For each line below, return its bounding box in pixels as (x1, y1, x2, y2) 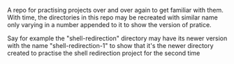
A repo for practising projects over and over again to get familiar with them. (7, 6, 224, 14)
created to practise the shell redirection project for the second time (7, 49, 200, 57)
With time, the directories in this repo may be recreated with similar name (7, 13, 218, 22)
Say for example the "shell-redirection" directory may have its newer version (7, 34, 228, 42)
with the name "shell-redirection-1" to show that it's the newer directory (7, 42, 214, 49)
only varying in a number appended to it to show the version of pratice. (7, 21, 212, 29)
